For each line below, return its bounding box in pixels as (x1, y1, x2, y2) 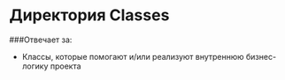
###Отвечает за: (9, 34, 73, 45)
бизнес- (246, 51, 277, 62)
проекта (50, 61, 81, 71)
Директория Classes (9, 5, 170, 25)
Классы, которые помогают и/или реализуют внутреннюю (21, 51, 245, 62)
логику (21, 61, 49, 71)
